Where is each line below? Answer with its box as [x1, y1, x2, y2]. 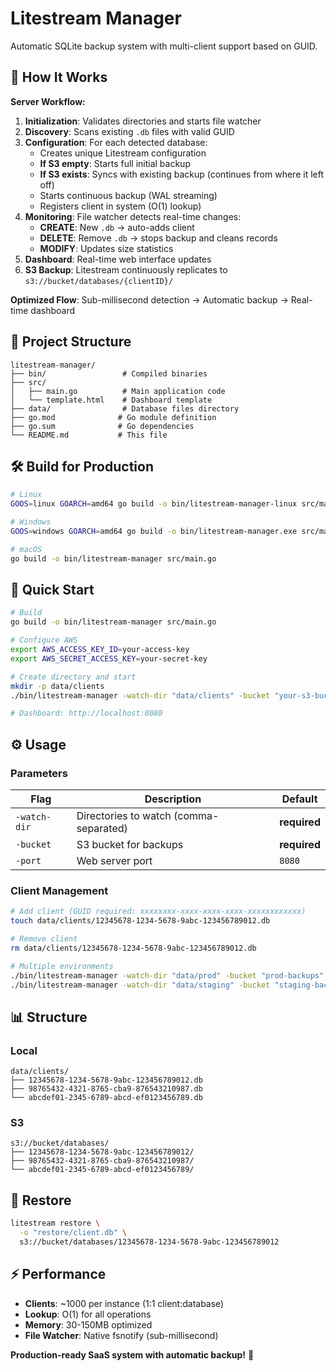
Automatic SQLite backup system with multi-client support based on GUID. [10, 40, 318, 52]
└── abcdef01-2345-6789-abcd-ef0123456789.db [10, 1093, 203, 1103]
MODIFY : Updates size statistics [39, 242, 174, 254]
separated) [76, 822, 128, 835]
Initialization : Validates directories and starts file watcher [24, 115, 262, 127]
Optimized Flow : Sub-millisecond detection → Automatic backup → [10, 293, 289, 306]
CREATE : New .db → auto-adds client [39, 221, 195, 233]
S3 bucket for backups [76, 838, 184, 851]
